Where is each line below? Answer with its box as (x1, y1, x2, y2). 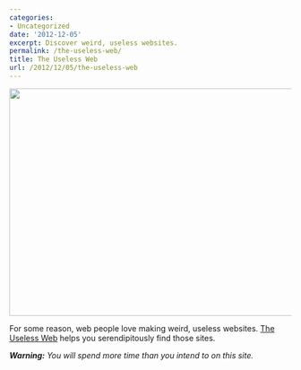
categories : (9, 13, 54, 22)
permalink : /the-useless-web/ (9, 47, 123, 56)
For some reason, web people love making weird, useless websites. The (9, 322, 275, 333)
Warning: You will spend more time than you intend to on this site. (9, 349, 254, 360)
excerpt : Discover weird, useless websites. (9, 38, 178, 48)
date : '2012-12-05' (9, 30, 82, 39)
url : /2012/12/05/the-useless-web (9, 64, 139, 73)
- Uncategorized (9, 22, 70, 31)
